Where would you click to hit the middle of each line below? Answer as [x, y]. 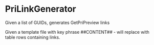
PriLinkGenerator [41, 9]
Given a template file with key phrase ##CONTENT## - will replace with [77, 32]
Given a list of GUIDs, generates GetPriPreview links [57, 22]
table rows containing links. [33, 37]
